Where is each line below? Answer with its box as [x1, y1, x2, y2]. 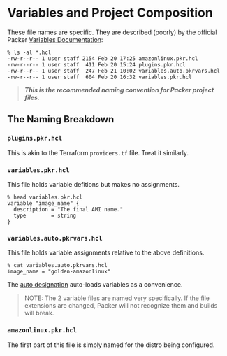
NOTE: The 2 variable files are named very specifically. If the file [24, 294, 210, 302]
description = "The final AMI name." [13, 206, 124, 213]
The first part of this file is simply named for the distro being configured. [7, 341, 215, 349]
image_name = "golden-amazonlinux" [7, 268, 111, 276]
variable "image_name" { [7, 199, 80, 207]
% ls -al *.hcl [7, 49, 52, 56]
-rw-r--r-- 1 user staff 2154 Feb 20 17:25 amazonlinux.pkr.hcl [7, 55, 198, 62]
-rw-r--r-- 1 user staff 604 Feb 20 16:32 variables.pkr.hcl [7, 73, 192, 80]
